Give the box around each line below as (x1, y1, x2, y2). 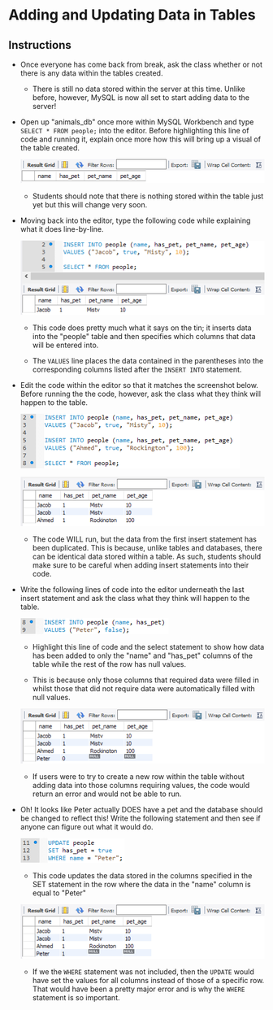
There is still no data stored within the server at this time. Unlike (32, 84, 246, 94)
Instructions (8, 38, 71, 52)
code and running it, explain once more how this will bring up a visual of (19, 134, 262, 144)
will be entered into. (32, 340, 99, 350)
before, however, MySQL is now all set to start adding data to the (32, 93, 250, 102)
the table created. (19, 143, 80, 152)
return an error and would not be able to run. (32, 789, 182, 799)
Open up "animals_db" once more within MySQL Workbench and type (19, 117, 254, 127)
